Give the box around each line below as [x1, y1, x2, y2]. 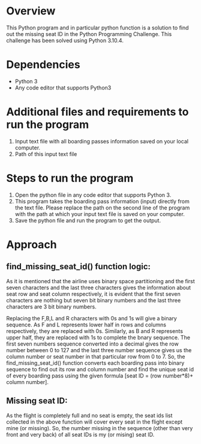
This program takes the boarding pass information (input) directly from [14, 197, 190, 205]
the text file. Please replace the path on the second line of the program [14, 204, 190, 211]
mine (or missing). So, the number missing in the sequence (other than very [6, 424, 193, 431]
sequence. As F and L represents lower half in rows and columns [6, 321, 167, 328]
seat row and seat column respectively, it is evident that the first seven [6, 290, 181, 298]
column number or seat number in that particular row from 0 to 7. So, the [6, 353, 185, 360]
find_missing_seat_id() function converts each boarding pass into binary [6, 359, 185, 367]
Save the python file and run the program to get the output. [14, 217, 161, 224]
